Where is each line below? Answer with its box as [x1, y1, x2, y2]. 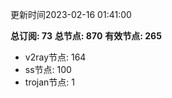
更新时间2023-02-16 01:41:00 [10, 9, 132, 20]
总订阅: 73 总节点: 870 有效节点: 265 [10, 30, 162, 42]
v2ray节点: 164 [24, 51, 87, 63]
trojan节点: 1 [24, 76, 75, 88]
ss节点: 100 [24, 64, 72, 75]
